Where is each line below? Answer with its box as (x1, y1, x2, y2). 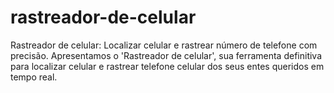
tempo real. (10, 71, 58, 83)
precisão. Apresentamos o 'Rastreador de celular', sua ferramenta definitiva (10, 49, 323, 61)
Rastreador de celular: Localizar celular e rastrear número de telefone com (10, 39, 318, 51)
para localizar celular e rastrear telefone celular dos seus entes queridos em (10, 60, 325, 72)
